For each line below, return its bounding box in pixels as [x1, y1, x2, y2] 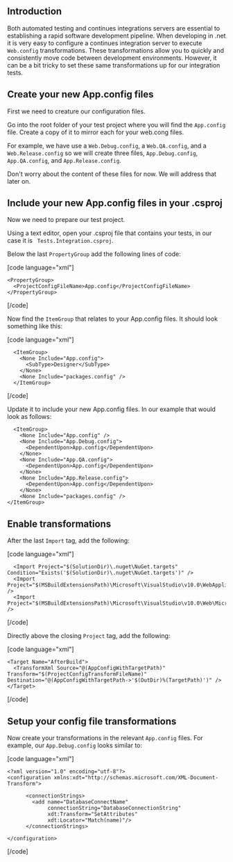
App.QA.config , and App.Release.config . [7, 156, 121, 164]
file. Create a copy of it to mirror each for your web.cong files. [7, 128, 184, 136]
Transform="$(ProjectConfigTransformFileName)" [7, 671, 148, 678]
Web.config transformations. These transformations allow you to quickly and [7, 46, 224, 54]
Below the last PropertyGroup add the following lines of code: [7, 250, 182, 258]
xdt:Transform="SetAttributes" [47, 811, 138, 818]
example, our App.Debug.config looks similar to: [7, 741, 143, 750]
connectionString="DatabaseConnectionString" [47, 805, 182, 812]
